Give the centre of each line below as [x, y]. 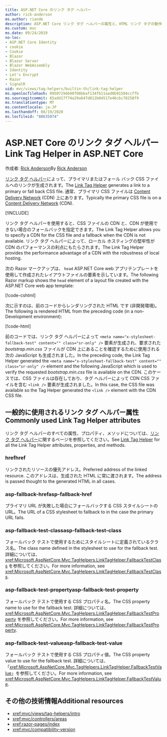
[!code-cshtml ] [20, 295]
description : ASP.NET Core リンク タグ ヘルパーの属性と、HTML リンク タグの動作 [84, 24]
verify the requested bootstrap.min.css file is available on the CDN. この [79, 372]
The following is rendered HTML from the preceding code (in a [69, 311]
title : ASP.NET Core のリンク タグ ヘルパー [48, 10]
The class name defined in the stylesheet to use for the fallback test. [88, 548]
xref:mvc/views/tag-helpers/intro [46, 713]
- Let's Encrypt [22, 75]
